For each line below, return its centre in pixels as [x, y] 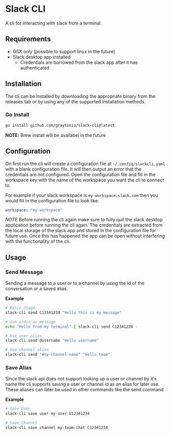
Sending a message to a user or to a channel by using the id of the [75, 283]
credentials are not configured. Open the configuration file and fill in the [80, 174]
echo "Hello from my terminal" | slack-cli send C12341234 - [72, 327]
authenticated [35, 67]
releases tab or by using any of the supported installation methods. [76, 101]
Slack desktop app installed [41, 57]
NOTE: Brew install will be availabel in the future [55, 135]
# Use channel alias [27, 350]
